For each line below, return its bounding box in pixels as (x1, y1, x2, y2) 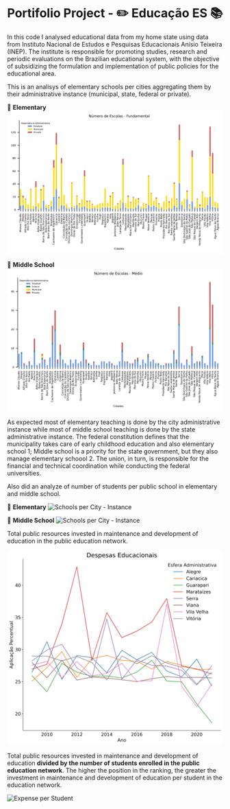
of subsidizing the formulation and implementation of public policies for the (7, 62, 219, 70)
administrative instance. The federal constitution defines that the (7, 433, 190, 441)
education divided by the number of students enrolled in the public (7, 759, 200, 767)
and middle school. (7, 490, 61, 498)
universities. (7, 469, 42, 478)
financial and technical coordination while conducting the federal (7, 462, 190, 470)
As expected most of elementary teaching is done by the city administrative (7, 418, 220, 426)
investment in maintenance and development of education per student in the (7, 773, 222, 782)
